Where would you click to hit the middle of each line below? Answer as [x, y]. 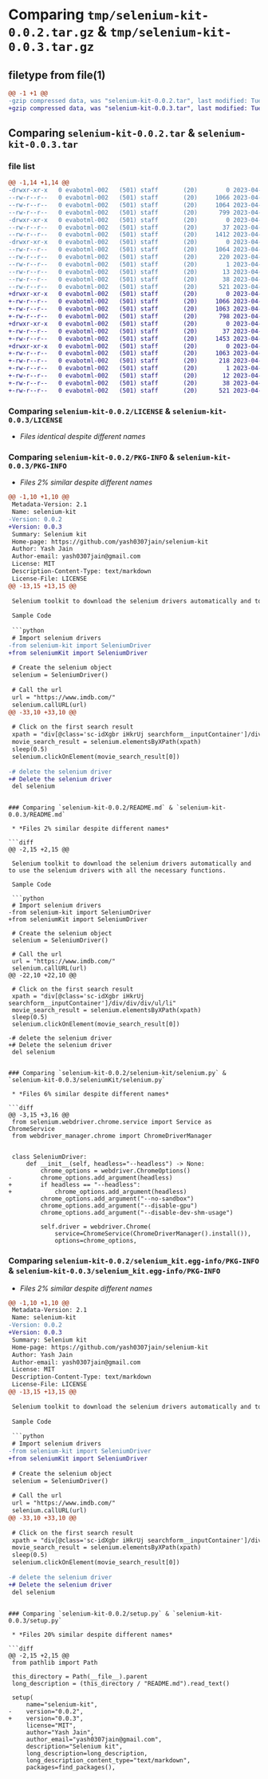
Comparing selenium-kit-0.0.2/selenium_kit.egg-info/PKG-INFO [134, 1261]
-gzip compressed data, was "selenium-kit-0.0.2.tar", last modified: [128, 101]
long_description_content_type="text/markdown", [108, 1760]
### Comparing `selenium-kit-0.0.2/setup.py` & [89, 1614]
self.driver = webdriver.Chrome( [96, 1227]
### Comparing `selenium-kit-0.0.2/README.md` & [91, 808]
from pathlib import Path [55, 1662]
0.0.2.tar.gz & [58, 32]
